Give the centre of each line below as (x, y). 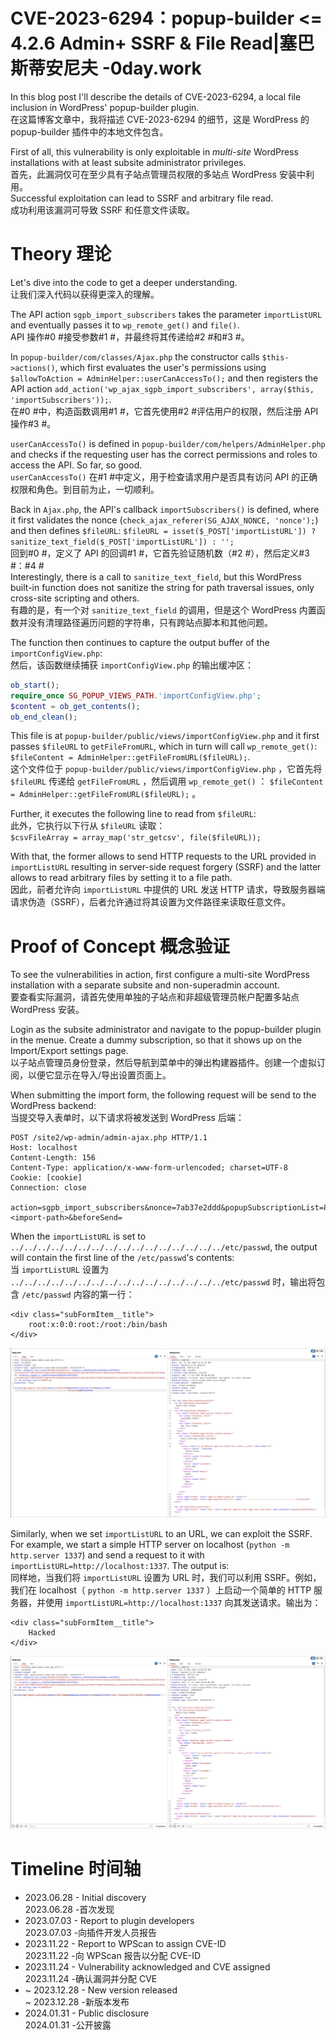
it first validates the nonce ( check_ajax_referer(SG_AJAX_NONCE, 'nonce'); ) (164, 520)
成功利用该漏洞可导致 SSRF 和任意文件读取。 (103, 210)
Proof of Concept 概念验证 (120, 946)
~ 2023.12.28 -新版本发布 (77, 2002)
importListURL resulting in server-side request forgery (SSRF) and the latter (166, 867)
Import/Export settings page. (69, 1051)
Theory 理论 (61, 254)
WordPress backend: (53, 1106)
